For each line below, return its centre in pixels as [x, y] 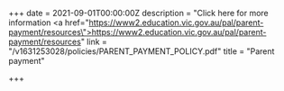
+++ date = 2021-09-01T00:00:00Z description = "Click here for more [139, 13]
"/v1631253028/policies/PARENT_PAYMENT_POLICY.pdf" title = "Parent [142, 51]
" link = [94, 41]
